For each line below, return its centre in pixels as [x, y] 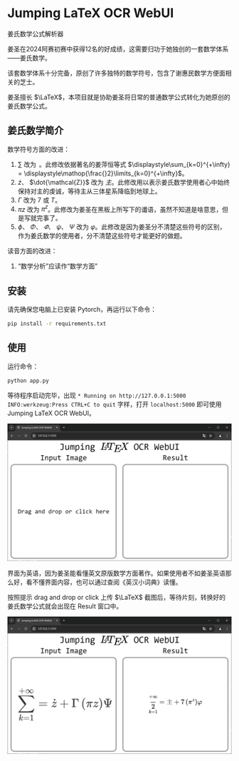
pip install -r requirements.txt [57, 324]
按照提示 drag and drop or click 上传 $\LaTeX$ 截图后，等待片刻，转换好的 [117, 597]
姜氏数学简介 [36, 131]
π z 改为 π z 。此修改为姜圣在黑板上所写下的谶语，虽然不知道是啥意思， [120, 208]
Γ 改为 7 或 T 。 [39, 200]
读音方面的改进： [32, 251]
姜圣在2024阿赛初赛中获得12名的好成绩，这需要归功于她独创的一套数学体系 [118, 48]
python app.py [28, 380]
